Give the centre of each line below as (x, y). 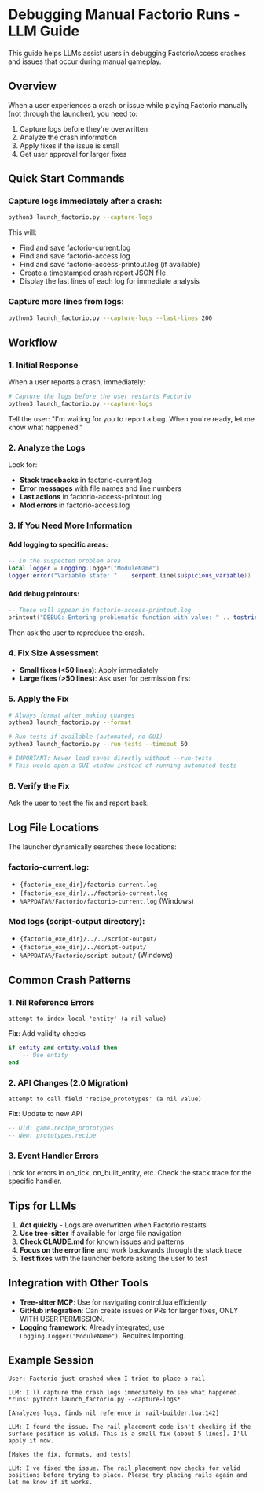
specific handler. (35, 1181)
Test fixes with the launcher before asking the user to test (114, 1258)
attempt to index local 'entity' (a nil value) (88, 1019)
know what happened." (46, 427)
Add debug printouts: (44, 593)
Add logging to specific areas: (58, 544)
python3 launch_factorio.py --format (70, 722)
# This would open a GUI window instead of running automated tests (123, 766)
